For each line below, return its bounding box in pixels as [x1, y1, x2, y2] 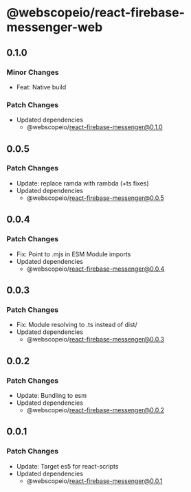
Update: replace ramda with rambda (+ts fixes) [16, 179, 149, 187]
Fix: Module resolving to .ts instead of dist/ [16, 321, 138, 329]
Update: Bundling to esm [16, 391, 87, 399]
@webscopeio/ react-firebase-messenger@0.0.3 [26, 335, 164, 344]
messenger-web [6, 19, 103, 35]
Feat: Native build [16, 82, 67, 91]
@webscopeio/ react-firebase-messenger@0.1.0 [26, 123, 163, 131]
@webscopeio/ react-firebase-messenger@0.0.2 [26, 405, 165, 414]
